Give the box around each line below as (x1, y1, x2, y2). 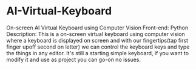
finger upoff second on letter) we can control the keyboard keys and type (6, 43, 190, 50)
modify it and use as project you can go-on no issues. (6, 56, 141, 63)
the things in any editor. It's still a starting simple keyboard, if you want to (6, 49, 189, 56)
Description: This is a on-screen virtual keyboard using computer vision (6, 30, 185, 37)
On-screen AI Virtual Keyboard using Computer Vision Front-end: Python (6, 24, 189, 31)
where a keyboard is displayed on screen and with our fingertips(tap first (6, 37, 189, 44)
